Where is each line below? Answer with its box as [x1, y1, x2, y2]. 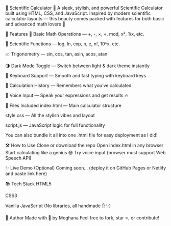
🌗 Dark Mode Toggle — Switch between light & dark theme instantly [5, 63, 150, 69]
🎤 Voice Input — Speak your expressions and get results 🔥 [5, 92, 128, 98]
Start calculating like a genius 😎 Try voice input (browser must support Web [5, 150, 166, 155]
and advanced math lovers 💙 [5, 21, 65, 27]
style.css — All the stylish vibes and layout [5, 112, 95, 118]
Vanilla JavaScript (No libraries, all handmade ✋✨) [5, 203, 111, 209]
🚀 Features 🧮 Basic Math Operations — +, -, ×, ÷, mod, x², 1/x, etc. [5, 31, 144, 37]
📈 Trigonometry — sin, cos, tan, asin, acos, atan [5, 51, 108, 57]
